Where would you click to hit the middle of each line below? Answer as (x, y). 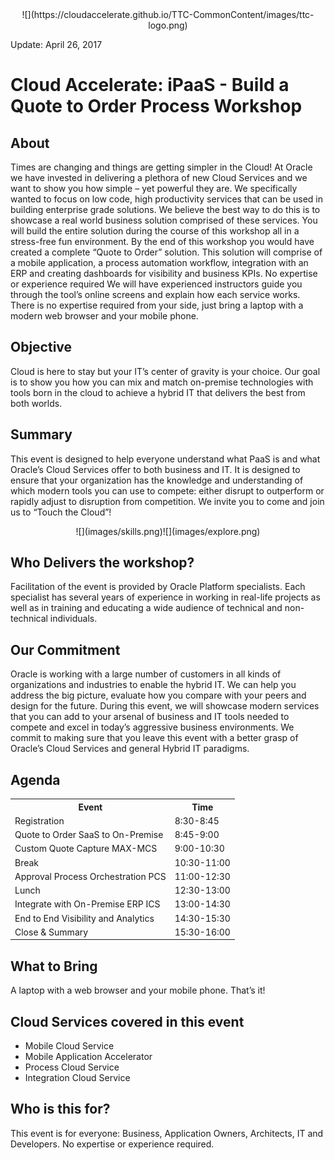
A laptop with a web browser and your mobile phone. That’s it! (138, 990)
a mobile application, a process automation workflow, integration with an (159, 262)
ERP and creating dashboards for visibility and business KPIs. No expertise (164, 273)
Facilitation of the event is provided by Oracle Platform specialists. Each (158, 587)
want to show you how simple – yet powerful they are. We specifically (154, 188)
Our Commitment (65, 649)
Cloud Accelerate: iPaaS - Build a (150, 85)
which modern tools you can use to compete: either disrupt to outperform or (167, 490)
